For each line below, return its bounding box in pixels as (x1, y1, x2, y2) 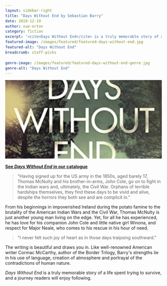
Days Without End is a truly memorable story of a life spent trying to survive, (5, 270, 162, 276)
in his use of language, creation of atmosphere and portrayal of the (5, 255, 143, 261)
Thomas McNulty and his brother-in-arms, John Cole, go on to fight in (17, 178, 161, 184)
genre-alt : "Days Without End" (5, 66, 70, 71)
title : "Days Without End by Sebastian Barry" (5, 13, 103, 18)
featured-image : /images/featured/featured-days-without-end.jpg (5, 40, 143, 45)
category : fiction (5, 29, 43, 34)
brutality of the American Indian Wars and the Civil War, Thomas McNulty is (5, 209, 160, 215)
